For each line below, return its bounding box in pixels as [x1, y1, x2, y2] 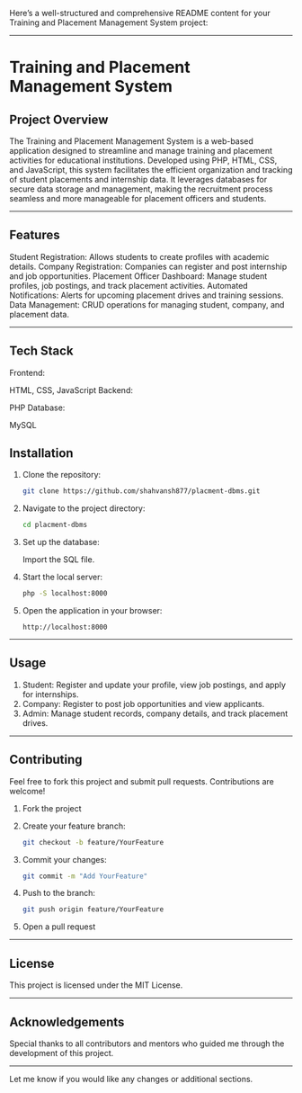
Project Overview [9, 112, 109, 127]
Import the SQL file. [22, 554, 95, 565]
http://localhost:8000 [22, 623, 108, 632]
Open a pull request [22, 921, 96, 932]
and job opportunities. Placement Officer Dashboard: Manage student [9, 270, 268, 282]
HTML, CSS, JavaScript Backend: [9, 384, 133, 395]
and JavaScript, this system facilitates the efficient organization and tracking [9, 165, 293, 175]
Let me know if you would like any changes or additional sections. [9, 1073, 253, 1084]
